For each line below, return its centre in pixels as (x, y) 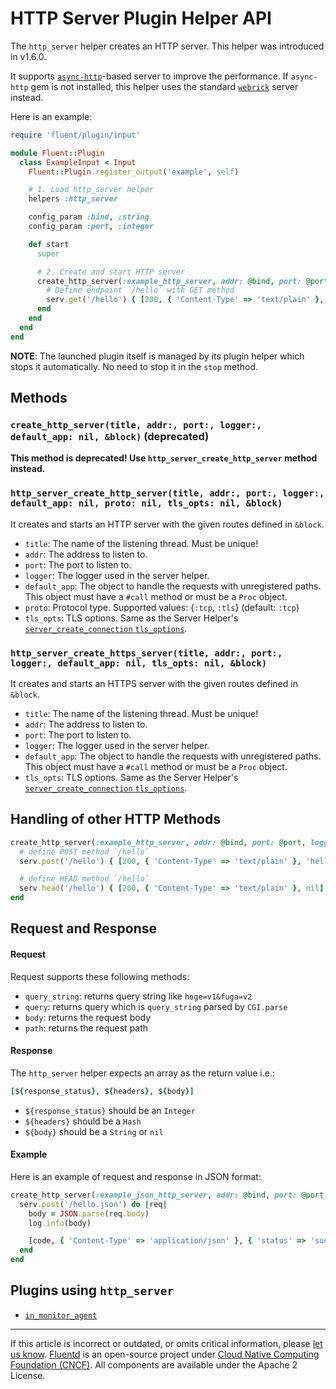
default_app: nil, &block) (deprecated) (110, 436)
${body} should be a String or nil (94, 1131)
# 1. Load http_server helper (91, 190)
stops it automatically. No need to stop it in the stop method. (134, 366)
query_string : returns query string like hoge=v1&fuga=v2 (138, 996)
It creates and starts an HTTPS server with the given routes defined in (154, 683)
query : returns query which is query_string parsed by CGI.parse (156, 1006)
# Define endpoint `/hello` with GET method (140, 290)
